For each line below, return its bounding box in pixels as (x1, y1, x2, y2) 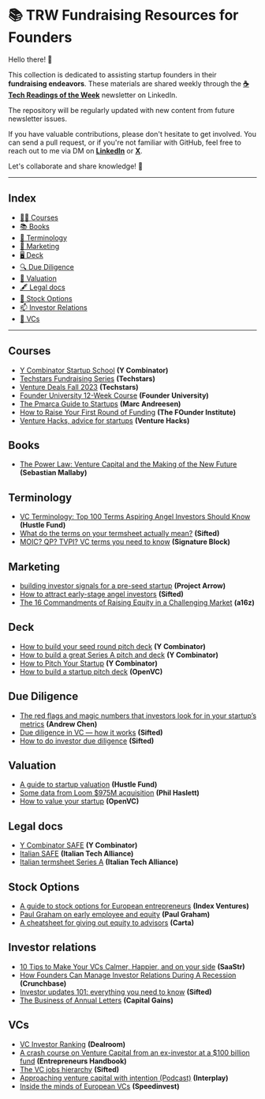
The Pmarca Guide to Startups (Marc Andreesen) (19, 398, 181, 408)
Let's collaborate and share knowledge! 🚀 (8, 161, 144, 171)
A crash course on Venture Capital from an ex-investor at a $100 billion (19, 1048, 250, 1057)
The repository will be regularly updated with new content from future (8, 105, 235, 115)
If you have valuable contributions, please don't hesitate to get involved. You (8, 129, 257, 138)
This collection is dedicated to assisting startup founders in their (8, 70, 217, 79)
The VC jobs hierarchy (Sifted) (19, 1064, 120, 1074)
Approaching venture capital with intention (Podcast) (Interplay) (19, 1073, 229, 1082)
